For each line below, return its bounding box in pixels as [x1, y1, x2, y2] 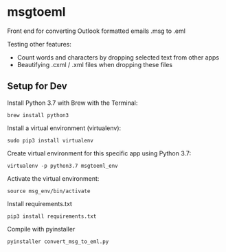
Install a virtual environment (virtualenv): [7, 124, 122, 132]
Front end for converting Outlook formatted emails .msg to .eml [7, 27, 185, 35]
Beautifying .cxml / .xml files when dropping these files [16, 60, 173, 68]
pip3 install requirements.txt [7, 213, 97, 220]
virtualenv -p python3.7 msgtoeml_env [7, 162, 118, 169]
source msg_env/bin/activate [7, 188, 91, 194]
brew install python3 [7, 112, 69, 118]
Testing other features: [7, 40, 72, 48]
